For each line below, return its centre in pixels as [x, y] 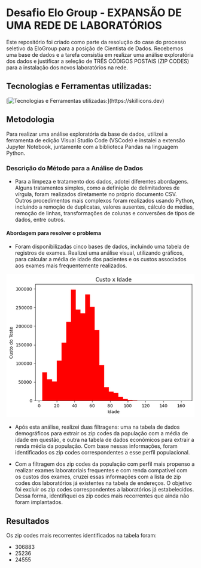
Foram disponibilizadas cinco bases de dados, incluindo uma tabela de [102, 247]
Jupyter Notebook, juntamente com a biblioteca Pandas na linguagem [92, 146]
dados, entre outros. [40, 219]
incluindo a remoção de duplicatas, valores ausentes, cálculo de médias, [104, 207]
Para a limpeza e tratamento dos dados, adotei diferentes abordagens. [102, 181]
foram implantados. [39, 502]
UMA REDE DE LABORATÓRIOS [84, 25]
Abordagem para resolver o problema [54, 233]
